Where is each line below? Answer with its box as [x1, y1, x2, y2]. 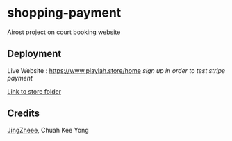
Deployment [7, 48, 62, 60]
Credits [7, 108, 40, 119]
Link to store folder [7, 87, 61, 95]
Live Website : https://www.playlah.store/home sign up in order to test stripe [7, 66, 226, 74]
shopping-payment [7, 5, 122, 21]
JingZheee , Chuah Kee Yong [7, 126, 89, 134]
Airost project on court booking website [7, 28, 121, 36]
